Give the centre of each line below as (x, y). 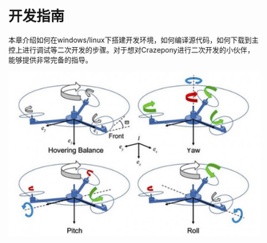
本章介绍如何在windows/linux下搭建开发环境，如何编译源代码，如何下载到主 (133, 40)
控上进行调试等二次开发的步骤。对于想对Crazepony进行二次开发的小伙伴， (131, 49)
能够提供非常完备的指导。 (50, 60)
